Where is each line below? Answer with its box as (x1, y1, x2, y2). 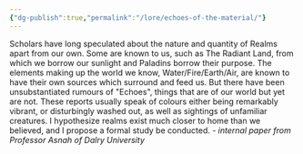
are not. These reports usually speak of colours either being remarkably (9, 96, 279, 107)
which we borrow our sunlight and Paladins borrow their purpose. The (9, 57, 272, 68)
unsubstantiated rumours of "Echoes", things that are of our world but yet (9, 86, 285, 97)
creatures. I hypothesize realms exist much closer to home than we (9, 115, 261, 126)
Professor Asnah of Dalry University (9, 134, 146, 145)
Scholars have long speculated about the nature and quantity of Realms (9, 38, 278, 49)
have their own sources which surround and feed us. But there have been (9, 76, 285, 87)
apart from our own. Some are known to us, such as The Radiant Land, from (9, 47, 294, 59)
